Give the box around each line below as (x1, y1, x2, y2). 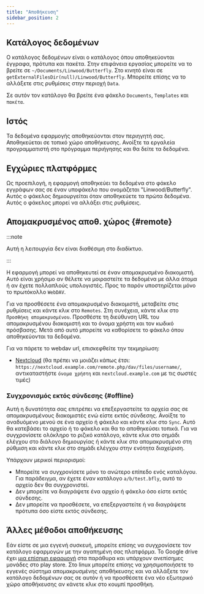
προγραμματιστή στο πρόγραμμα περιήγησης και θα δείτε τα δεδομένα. (6, 145, 190, 153)
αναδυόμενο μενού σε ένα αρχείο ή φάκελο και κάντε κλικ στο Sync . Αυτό (6, 418, 196, 426)
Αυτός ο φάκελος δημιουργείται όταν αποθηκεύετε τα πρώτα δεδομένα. (6, 192, 191, 199)
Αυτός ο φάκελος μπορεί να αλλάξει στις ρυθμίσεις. (6, 199, 142, 206)
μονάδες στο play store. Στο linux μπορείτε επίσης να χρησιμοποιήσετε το (6, 561, 194, 568)
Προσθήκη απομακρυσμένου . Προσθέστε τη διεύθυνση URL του (6, 313, 159, 320)
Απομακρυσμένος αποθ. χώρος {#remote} (6, 217, 173, 227)
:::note (6, 233, 23, 240)
